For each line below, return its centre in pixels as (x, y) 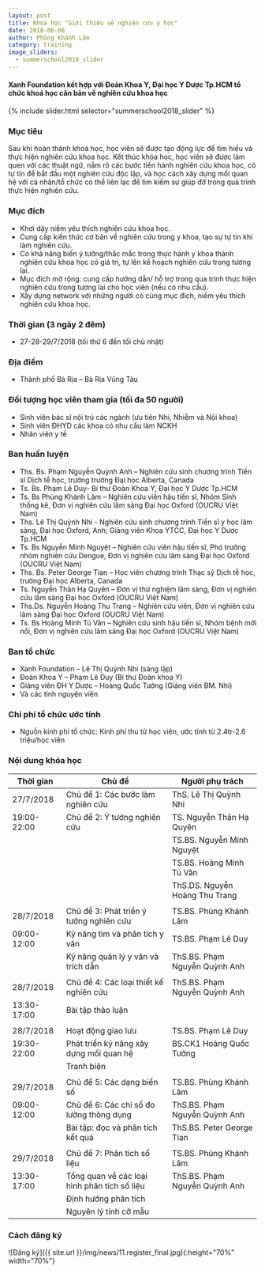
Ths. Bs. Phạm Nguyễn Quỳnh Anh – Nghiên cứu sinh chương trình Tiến (136, 471)
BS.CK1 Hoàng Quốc (211, 1043)
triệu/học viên (42, 740)
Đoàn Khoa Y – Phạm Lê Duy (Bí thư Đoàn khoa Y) (101, 678)
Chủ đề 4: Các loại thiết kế (115, 982)
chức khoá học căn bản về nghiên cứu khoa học (88, 93)
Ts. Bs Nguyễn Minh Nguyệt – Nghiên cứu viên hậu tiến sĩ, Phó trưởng (133, 547)
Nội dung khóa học (45, 761)
